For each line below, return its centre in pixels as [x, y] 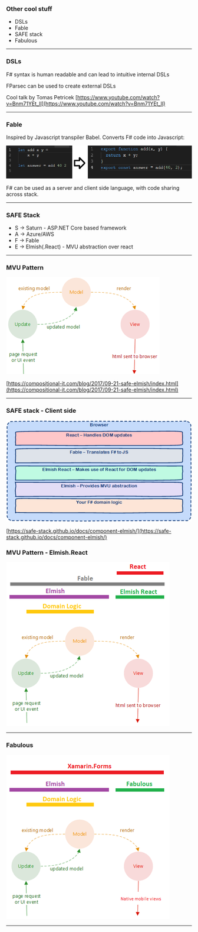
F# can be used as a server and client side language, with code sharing [93, 187]
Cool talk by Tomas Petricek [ [42, 97]
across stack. [22, 194]
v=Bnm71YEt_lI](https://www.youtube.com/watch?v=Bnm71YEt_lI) [86, 103]
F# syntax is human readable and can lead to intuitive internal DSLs [88, 74]
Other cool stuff [29, 9]
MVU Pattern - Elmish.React [47, 552]
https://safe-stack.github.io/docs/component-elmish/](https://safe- [90, 530]
